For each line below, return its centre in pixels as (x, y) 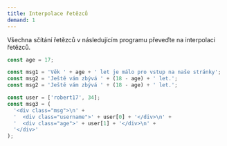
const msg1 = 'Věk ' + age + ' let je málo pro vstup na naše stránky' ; (114, 72)
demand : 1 (21, 20)
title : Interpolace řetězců (48, 13)
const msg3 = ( (29, 104)
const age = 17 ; (30, 60)
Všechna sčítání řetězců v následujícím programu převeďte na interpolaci (111, 39)
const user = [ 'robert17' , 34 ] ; (54, 98)
